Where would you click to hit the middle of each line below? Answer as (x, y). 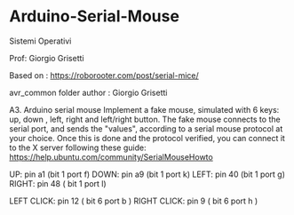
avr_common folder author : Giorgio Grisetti (88, 92)
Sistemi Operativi (40, 41)
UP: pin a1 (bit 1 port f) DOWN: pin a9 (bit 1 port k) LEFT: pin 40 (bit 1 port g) (147, 174)
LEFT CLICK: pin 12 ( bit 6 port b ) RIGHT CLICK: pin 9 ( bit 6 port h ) (134, 201)
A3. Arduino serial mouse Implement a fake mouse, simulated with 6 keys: (144, 109)
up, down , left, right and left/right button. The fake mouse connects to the (145, 119)
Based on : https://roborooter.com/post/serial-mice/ (104, 75)
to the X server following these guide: (78, 147)
